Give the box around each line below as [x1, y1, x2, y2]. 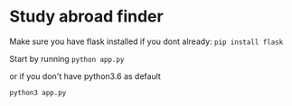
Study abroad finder [9, 6, 165, 27]
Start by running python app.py [9, 53, 125, 64]
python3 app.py [9, 88, 67, 97]
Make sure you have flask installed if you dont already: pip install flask [9, 36, 284, 47]
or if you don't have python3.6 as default [9, 70, 161, 82]
